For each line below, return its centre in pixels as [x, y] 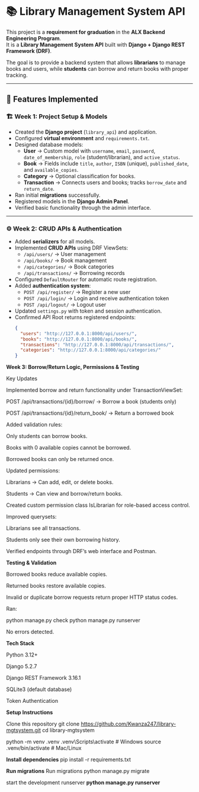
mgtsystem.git [24, 730]
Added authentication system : [53, 285]
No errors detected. [30, 632]
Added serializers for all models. [55, 241]
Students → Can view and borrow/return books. [64, 494]
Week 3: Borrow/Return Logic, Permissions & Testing [73, 367]
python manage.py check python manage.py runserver [73, 620]
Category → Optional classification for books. [79, 176]
